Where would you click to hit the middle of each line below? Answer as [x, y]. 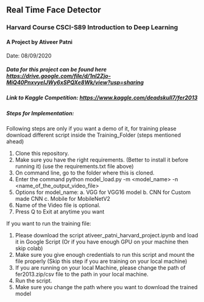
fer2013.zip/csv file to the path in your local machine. [82, 275]
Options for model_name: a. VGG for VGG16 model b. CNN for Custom [103, 192]
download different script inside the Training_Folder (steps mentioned [94, 135]
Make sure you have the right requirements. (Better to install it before [102, 160]
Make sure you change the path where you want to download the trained [106, 287]
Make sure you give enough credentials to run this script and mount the [105, 255]
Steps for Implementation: [40, 113]
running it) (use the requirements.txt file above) [74, 167]
